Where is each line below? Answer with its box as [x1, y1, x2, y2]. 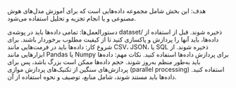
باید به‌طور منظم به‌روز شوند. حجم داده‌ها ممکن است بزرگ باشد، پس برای [7, 58, 201, 66]
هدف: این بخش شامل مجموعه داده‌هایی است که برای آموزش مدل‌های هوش [7, 7, 206, 15]
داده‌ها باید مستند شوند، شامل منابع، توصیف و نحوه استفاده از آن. [7, 73, 178, 81]
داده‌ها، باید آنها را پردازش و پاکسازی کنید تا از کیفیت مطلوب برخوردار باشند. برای [7, 35, 219, 44]
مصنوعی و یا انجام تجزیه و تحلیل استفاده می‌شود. [7, 14, 136, 23]
